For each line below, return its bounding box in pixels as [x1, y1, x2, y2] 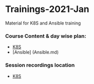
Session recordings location [5, 61, 75, 68]
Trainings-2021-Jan [5, 3, 89, 15]
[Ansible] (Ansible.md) [12, 49, 59, 55]
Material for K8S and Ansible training [5, 20, 81, 26]
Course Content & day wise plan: [5, 32, 86, 39]
